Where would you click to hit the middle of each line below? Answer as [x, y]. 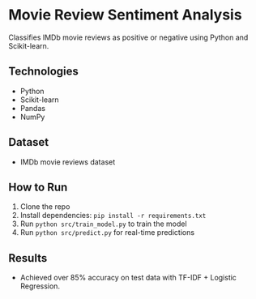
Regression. [40, 286]
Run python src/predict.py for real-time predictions [107, 233]
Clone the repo [45, 207]
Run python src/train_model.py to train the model [104, 224]
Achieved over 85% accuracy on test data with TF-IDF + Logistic [128, 278]
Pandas [33, 108]
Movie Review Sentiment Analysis [125, 15]
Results [28, 258]
